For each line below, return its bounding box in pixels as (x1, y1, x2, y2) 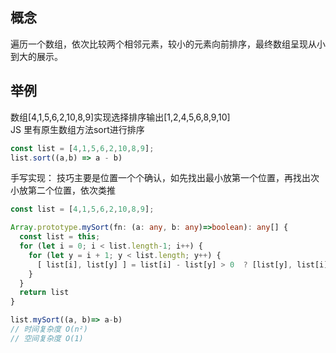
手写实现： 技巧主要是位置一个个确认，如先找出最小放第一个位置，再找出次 (10, 172, 320, 184)
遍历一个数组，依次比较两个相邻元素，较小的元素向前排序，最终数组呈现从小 (10, 38, 326, 50)
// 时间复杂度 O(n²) (10, 324, 88, 334)
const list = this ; (19, 232, 101, 242)
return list (19, 288, 70, 298)
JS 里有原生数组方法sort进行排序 (10, 123, 145, 135)
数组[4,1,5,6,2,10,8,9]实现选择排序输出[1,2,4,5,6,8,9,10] (10, 111, 231, 123)
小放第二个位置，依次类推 (10, 184, 116, 197)
